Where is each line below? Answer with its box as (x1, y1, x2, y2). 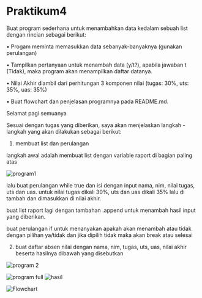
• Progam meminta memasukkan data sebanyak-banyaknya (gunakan (6, 43, 182, 50)
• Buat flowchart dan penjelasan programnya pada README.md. (6, 98, 169, 105)
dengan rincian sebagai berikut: (6, 31, 87, 38)
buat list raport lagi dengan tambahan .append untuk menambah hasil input (6, 206, 196, 214)
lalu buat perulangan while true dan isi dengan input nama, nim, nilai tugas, (6, 181, 195, 189)
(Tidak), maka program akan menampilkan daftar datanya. (6, 67, 153, 74)
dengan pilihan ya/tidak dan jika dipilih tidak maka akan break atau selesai (6, 231, 193, 239)
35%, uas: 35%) (6, 85, 47, 93)
